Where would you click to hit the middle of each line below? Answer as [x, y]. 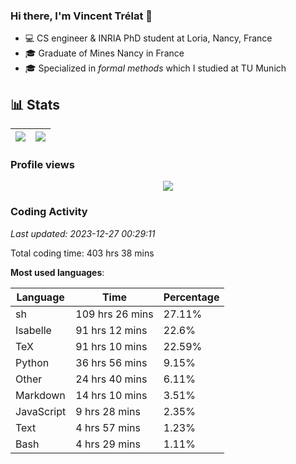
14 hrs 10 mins [111, 395]
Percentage [191, 297]
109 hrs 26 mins [114, 314]
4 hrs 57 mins [108, 427]
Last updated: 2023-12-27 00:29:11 [83, 233]
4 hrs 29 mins [108, 444]
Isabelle [33, 330]
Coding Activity [49, 212]
